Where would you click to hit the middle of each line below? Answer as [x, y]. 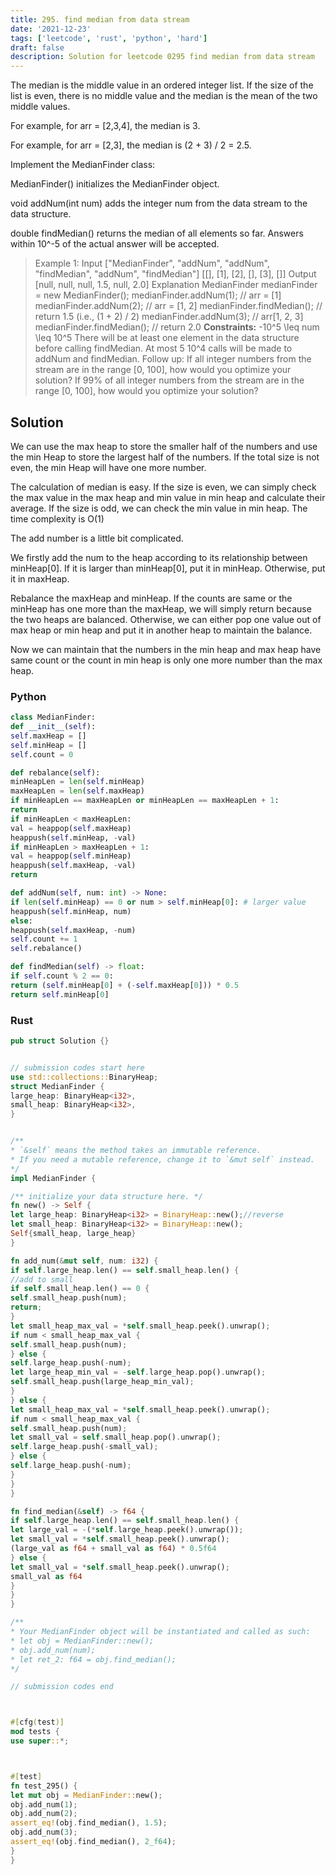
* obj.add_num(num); [53, 1650]
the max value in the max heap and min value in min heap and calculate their [168, 497]
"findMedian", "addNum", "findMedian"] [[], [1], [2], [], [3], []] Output [175, 274]
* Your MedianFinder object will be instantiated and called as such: [160, 1632]
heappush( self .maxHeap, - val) [73, 866]
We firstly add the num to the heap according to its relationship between [159, 557]
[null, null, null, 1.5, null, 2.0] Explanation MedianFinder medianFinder [176, 285]
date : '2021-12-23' [51, 29]
